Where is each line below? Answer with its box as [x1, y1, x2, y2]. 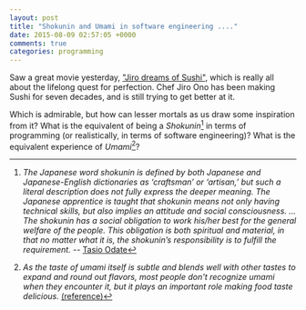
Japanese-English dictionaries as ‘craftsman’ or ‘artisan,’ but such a [22, 176, 281, 187]
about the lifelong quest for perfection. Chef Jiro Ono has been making [9, 82, 276, 93]
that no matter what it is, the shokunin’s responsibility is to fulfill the [22, 235, 277, 245]
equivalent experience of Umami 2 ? [9, 139, 140, 152]
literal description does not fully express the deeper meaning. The [22, 186, 270, 197]
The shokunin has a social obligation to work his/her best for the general [22, 215, 297, 226]
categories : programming [9, 47, 104, 56]
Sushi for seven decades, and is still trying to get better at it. [9, 92, 235, 103]
